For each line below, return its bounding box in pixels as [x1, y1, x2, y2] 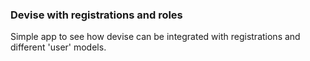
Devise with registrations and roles [10, 8, 183, 22]
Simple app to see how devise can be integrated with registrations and [10, 31, 301, 43]
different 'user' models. [10, 41, 107, 53]
